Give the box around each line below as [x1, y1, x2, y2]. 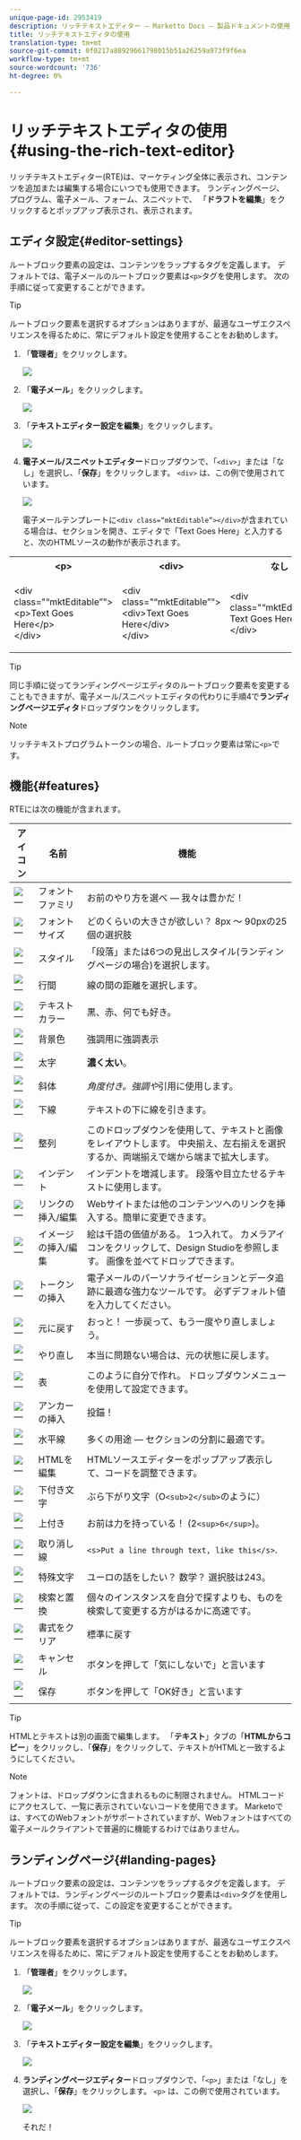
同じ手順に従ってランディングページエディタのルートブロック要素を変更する [9, 679, 291, 691]
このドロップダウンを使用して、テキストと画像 [86, 1124, 284, 1136]
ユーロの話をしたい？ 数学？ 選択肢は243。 [86, 1571, 271, 1584]
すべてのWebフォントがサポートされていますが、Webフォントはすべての [24, 1813, 292, 1823]
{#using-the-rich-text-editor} [9, 140, 236, 161]
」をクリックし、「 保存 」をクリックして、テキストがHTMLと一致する [25, 1742, 279, 1753]
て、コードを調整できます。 [86, 1467, 203, 1480]
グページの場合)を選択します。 [86, 959, 215, 971]
